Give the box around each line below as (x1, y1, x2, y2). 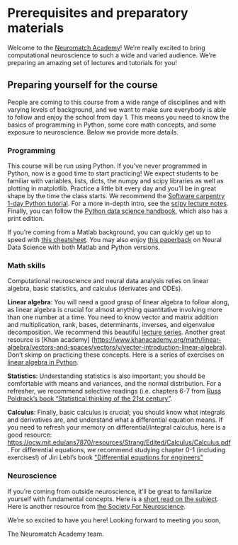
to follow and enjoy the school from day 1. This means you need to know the (7, 113, 229, 121)
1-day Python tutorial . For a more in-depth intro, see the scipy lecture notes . (7, 200, 229, 208)
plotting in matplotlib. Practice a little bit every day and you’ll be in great (7, 184, 217, 193)
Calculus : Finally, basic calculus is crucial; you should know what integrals (7, 408, 225, 417)
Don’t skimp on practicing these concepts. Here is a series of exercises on (7, 350, 225, 359)
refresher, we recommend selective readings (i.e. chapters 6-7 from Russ (7, 387, 222, 396)
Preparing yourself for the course (7, 79, 158, 91)
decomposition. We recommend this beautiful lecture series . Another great (7, 328, 225, 337)
